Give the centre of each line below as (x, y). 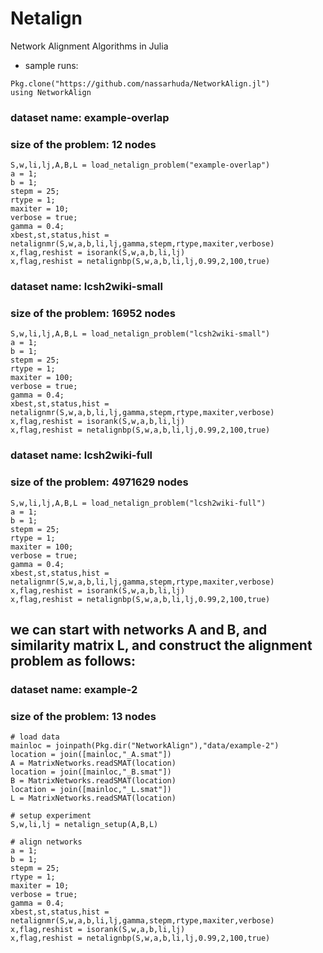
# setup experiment (51, 816)
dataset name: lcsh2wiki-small (86, 287)
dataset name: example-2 (74, 689)
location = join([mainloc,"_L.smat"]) (91, 790)
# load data (35, 737)
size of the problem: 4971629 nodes (99, 482)
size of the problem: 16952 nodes (93, 313)
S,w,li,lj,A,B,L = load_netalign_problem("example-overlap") (140, 165)
